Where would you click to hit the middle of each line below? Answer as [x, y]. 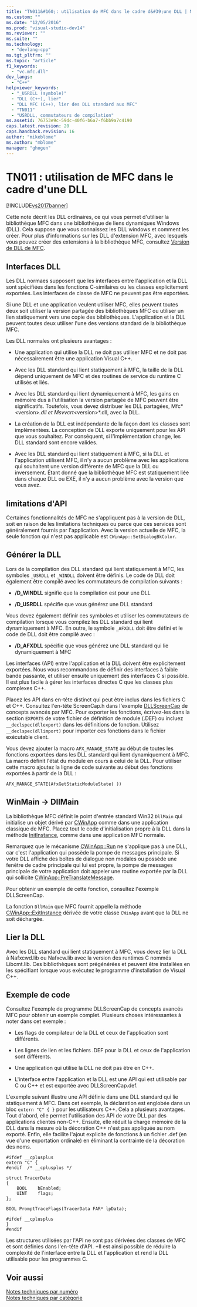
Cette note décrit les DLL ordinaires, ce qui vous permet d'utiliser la [87, 217]
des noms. [19, 1147]
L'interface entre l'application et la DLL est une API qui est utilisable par [101, 1079]
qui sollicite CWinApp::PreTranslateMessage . [60, 877]
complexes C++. [26, 688]
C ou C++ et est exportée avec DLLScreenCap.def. [76, 1086]
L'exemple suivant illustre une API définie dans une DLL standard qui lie [92, 1097]
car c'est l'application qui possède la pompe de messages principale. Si [93, 852]
